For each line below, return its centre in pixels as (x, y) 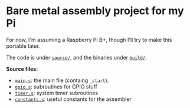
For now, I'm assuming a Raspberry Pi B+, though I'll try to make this (89, 40)
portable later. (23, 46)
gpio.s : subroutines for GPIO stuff (56, 86)
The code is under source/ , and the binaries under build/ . (77, 57)
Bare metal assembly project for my (95, 11)
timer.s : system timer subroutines (56, 93)
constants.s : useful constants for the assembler (73, 99)
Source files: (22, 68)
